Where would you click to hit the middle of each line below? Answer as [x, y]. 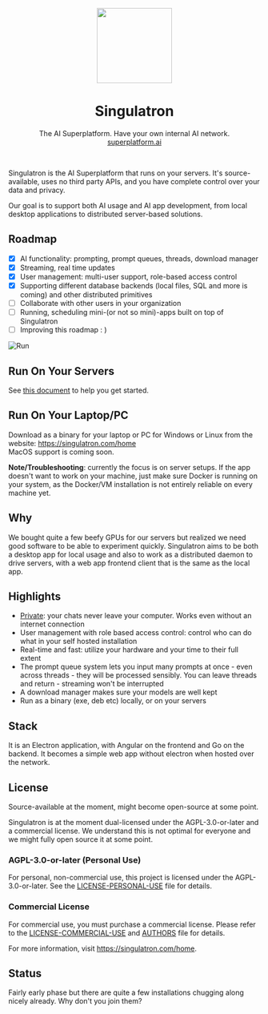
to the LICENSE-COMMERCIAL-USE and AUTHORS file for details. [117, 932]
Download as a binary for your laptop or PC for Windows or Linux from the [131, 435]
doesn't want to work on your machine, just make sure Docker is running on [133, 476]
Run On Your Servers [61, 371]
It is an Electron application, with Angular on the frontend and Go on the [126, 746]
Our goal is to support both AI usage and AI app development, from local [128, 205]
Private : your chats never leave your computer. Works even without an [136, 616]
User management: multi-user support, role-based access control [128, 276]
